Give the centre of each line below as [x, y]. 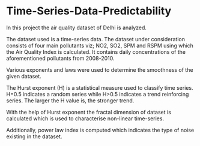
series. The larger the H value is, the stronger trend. [70, 101]
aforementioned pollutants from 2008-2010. [61, 58]
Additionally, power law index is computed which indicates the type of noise [100, 130]
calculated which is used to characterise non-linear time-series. [85, 118]
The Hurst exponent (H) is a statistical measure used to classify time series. [100, 87]
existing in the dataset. [34, 136]
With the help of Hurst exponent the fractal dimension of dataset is [89, 112]
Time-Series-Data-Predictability [89, 11]
